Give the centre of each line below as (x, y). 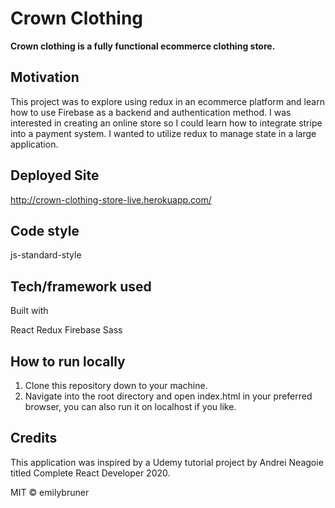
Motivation (45, 77)
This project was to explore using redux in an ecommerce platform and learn (167, 101)
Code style (45, 230)
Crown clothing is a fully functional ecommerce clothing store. (143, 46)
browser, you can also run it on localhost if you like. (130, 406)
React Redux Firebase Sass (66, 330)
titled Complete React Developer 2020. (90, 473)
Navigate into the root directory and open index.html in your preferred (168, 396)
